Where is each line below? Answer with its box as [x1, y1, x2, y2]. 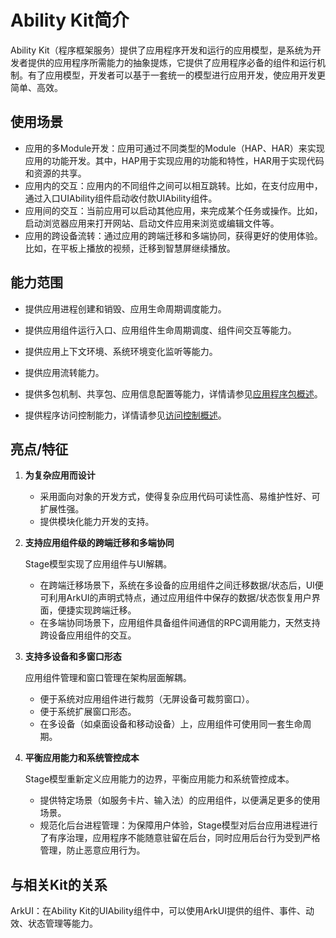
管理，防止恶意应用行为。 [39, 844, 146, 856]
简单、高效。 [10, 81, 63, 93]
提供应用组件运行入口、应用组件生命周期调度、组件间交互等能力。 [24, 324, 297, 336]
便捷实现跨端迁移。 [57, 604, 137, 616]
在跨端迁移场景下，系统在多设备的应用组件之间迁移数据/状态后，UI [39, 579, 315, 591]
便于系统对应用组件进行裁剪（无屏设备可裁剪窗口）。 [39, 693, 255, 705]
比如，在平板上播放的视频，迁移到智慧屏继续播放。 [24, 242, 236, 254]
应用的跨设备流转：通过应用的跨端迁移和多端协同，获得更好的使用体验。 [24, 229, 323, 241]
